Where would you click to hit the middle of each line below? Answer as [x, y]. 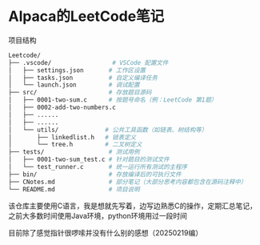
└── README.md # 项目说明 [74, 189]
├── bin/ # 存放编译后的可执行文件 [95, 174]
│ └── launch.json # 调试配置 [74, 85]
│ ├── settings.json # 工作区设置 [77, 70]
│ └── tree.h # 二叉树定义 [75, 145]
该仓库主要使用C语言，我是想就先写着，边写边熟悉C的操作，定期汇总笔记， [133, 206]
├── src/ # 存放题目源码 [80, 93]
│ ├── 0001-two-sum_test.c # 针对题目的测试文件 [89, 160]
